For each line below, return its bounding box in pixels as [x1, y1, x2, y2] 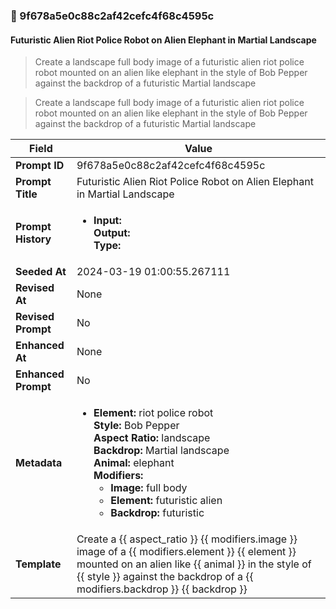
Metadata [15, 456, 63, 470]
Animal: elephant [93, 456, 175, 470]
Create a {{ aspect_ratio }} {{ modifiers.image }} [76, 532, 298, 546]
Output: [93, 226, 131, 240]
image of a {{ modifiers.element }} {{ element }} [76, 545, 297, 559]
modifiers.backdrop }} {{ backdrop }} [76, 582, 248, 596]
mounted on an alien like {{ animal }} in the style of [76, 557, 312, 571]
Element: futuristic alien [110, 494, 223, 508]
